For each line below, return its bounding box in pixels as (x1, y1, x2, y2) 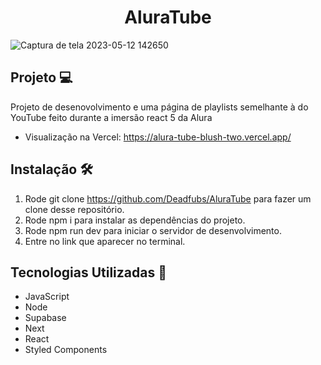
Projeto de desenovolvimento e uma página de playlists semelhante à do (10, 101, 309, 113)
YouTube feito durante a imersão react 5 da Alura (10, 111, 213, 123)
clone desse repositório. (24, 203, 125, 215)
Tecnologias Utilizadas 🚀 (10, 264, 167, 281)
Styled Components (24, 344, 108, 356)
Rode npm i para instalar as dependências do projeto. (24, 214, 246, 226)
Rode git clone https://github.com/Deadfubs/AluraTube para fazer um (24, 192, 312, 205)
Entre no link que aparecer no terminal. (24, 235, 186, 247)
